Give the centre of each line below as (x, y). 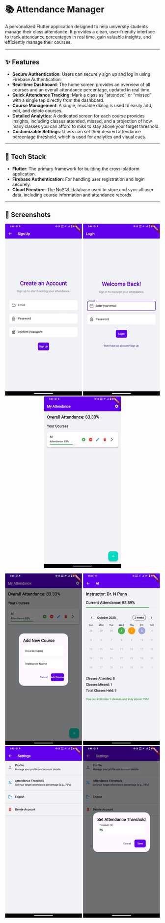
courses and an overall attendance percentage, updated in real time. (81, 89)
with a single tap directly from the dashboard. (58, 100)
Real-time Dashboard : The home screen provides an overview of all (81, 85)
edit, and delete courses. (37, 111)
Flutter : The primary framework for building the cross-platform (76, 169)
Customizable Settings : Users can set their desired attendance (76, 131)
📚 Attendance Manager (55, 10)
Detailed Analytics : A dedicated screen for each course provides (78, 115)
